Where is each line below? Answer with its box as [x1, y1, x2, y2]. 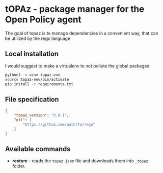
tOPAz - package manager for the [5, 3, 145, 15]
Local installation [5, 50, 59, 58]
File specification [5, 95, 59, 104]
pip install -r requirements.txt [5, 81, 74, 87]
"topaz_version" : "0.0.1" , [14, 113, 69, 118]
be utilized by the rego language [5, 35, 71, 41]
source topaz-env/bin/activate [5, 77, 69, 82]
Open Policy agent [5, 14, 81, 25]
